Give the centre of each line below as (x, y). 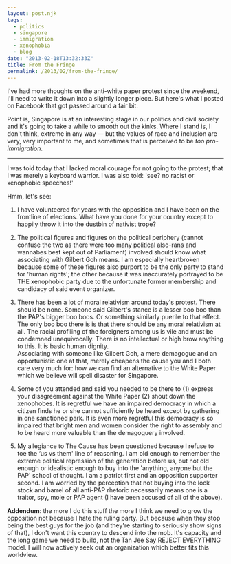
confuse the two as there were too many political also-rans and (107, 245)
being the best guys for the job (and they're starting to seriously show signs (114, 525)
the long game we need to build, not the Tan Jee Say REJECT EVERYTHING (114, 540)
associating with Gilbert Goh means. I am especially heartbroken (108, 259)
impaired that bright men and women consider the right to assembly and (119, 425)
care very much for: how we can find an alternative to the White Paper (117, 368)
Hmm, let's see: (29, 196)
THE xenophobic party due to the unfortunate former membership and (117, 281)
